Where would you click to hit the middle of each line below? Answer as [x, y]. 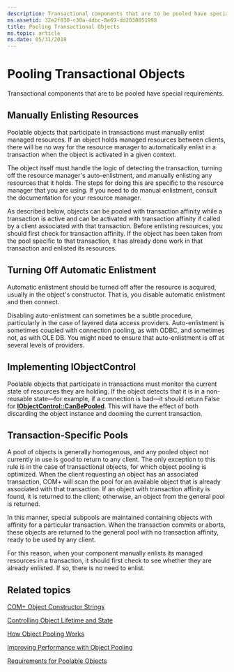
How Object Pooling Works [46, 634]
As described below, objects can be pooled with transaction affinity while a [115, 211]
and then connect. [33, 301]
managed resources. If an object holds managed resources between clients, [116, 140]
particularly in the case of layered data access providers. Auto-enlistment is [116, 322]
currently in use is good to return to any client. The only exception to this [111, 460]
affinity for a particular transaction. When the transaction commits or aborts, [117, 525]
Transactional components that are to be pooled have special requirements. [116, 94]
